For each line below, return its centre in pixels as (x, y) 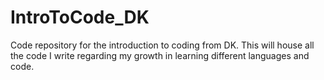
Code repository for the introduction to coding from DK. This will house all (162, 45)
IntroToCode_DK (80, 17)
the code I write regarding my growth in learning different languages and (160, 55)
